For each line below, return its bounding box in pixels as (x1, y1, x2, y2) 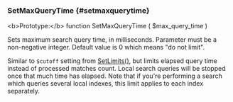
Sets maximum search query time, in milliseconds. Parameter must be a (7, 35, 217, 44)
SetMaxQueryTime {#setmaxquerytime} (7, 6, 151, 16)
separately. (7, 87, 40, 96)
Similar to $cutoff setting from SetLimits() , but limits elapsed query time (7, 57, 218, 65)
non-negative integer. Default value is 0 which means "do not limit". (7, 43, 205, 52)
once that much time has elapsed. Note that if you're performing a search (7, 72, 222, 80)
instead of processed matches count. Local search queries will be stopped (7, 64, 226, 73)
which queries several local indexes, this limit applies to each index (7, 79, 204, 88)
